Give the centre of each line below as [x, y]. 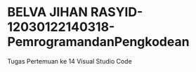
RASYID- [117, 12]
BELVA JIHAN [47, 12]
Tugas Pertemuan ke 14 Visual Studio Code [70, 61]
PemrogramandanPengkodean [98, 42]
